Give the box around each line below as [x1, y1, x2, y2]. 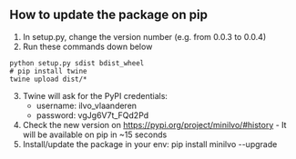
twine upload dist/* [9, 75, 88, 84]
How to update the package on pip [9, 7, 208, 23]
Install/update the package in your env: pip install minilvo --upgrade [22, 138, 278, 149]
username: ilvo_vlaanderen [36, 100, 138, 111]
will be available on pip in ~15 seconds [22, 129, 168, 140]
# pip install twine [9, 66, 88, 75]
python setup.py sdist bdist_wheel [9, 58, 145, 67]
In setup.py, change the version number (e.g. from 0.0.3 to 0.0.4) [22, 31, 267, 42]
